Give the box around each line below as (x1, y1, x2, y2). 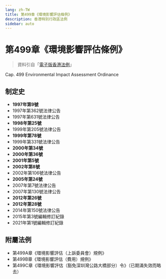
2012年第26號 (12, 195, 42, 201)
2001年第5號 (12, 157, 39, 163)
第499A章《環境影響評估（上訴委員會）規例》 (12, 250, 107, 256)
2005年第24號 (12, 176, 43, 182)
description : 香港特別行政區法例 (5, 16, 68, 21)
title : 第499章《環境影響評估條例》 (5, 12, 72, 17)
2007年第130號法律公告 (12, 189, 61, 194)
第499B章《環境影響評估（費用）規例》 (12, 256, 93, 262)
